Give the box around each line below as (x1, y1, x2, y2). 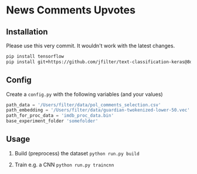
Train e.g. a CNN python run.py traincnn (14, 161, 114, 168)
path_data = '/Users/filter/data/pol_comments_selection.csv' (6, 102, 161, 108)
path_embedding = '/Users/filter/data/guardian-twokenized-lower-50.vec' (6, 107, 191, 113)
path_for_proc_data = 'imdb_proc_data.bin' (6, 113, 114, 119)
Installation (6, 27, 48, 37)
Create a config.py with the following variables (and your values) (6, 91, 163, 98)
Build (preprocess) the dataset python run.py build (14, 149, 140, 156)
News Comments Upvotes (6, 4, 136, 17)
